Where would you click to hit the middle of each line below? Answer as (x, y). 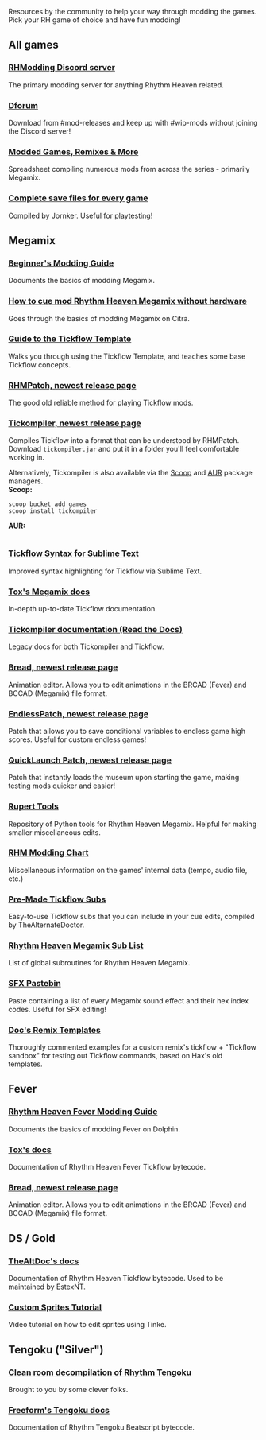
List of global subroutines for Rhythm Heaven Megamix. (99, 963)
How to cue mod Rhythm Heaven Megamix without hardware (128, 301)
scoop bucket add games (48, 504)
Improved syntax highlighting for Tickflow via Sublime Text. (105, 571)
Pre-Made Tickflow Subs (57, 899)
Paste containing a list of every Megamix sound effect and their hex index (128, 1000)
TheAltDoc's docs (44, 1261)
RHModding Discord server (62, 68)
